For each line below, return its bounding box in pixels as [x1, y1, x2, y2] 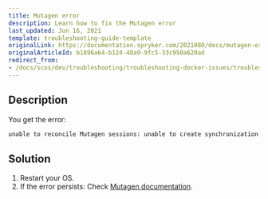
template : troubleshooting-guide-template [8, 34, 152, 42]
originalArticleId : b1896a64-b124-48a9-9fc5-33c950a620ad [8, 49, 205, 57]
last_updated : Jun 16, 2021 [8, 26, 102, 34]
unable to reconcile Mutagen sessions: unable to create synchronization [8, 129, 259, 138]
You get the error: [8, 114, 66, 124]
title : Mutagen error [8, 11, 81, 20]
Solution [8, 152, 51, 165]
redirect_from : [8, 57, 59, 65]
